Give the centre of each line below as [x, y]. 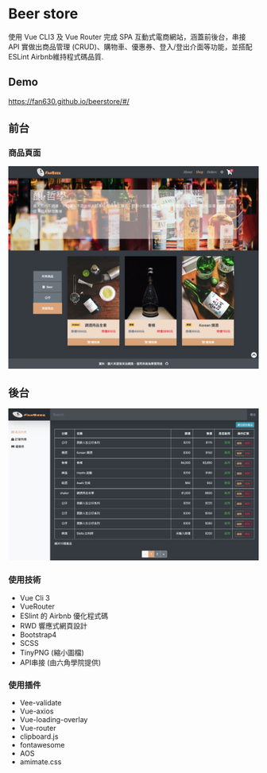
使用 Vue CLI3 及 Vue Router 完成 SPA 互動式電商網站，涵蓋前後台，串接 [127, 37]
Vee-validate [41, 703]
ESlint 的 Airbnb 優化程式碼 [64, 616]
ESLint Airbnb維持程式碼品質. [56, 56]
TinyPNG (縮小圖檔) [52, 652]
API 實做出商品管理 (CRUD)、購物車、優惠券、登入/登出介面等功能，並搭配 [130, 46]
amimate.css [41, 762]
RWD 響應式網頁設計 [53, 625]
